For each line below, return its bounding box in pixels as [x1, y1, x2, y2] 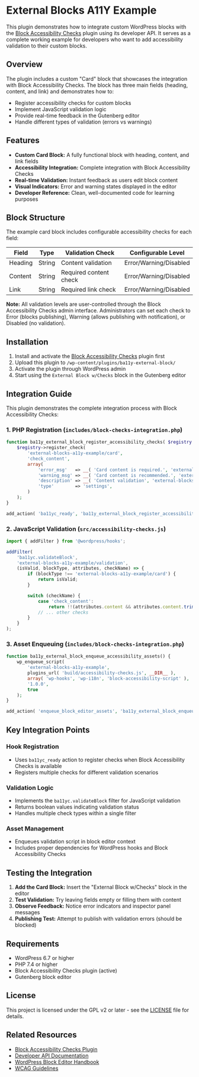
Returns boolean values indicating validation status [14, 803, 139, 811]
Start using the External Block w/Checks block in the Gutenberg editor [14, 372, 187, 379]
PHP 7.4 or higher [14, 961, 58, 968]
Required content [61, 269, 110, 277]
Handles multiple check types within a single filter [14, 810, 137, 817]
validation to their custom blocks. [6, 42, 88, 49]
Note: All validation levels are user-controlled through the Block [6, 301, 161, 308]
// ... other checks [37, 609, 89, 615]
